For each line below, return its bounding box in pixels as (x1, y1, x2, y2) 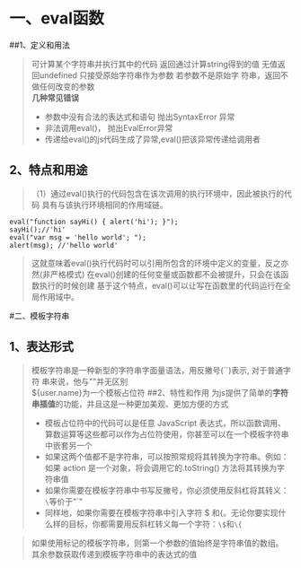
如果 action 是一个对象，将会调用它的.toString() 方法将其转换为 (44, 462, 278, 473)
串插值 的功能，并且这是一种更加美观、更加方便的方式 (31, 398, 229, 409)
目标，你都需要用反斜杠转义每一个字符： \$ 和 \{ (68, 518, 243, 529)
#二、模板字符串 (9, 310, 70, 321)
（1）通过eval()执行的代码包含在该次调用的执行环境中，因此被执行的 (31, 188, 285, 198)
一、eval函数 (9, 8, 105, 29)
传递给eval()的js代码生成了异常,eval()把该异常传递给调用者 (44, 134, 261, 144)
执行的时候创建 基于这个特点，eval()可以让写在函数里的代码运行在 (39, 280, 283, 291)
